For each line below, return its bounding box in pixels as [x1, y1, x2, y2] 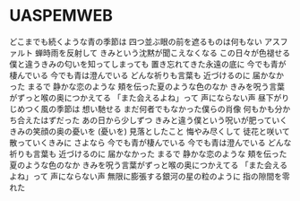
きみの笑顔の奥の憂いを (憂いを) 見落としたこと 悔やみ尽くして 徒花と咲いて [9, 126, 291, 136]
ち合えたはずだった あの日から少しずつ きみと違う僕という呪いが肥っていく [9, 114, 288, 126]
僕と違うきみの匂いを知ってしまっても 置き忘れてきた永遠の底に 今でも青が [9, 58, 287, 69]
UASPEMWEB [9, 5, 114, 26]
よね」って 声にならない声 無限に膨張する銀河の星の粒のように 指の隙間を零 [9, 170, 291, 181]
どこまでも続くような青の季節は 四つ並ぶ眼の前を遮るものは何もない [9, 36, 262, 47]
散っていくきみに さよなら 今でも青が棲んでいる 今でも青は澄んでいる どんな [9, 136, 292, 148]
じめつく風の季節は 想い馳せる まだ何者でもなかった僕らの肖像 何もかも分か [9, 103, 291, 114]
